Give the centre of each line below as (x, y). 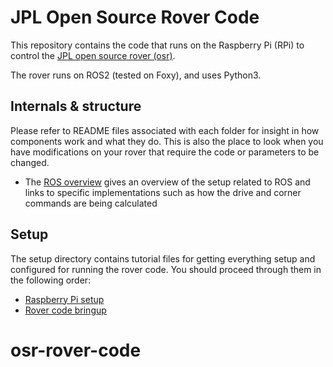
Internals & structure (76, 106)
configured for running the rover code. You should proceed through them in (166, 269)
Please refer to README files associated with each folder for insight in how (165, 130)
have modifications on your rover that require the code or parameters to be (165, 152)
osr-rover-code (76, 350)
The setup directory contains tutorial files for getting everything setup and (163, 258)
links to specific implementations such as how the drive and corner (163, 192)
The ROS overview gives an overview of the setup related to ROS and (167, 182)
